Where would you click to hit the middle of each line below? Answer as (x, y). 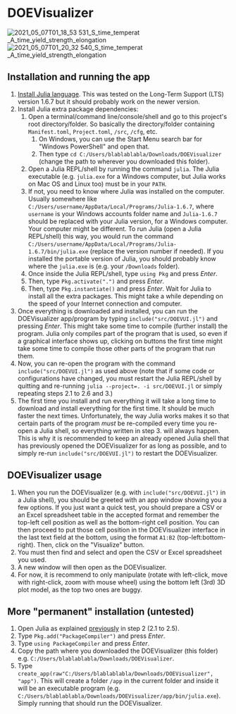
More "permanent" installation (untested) (101, 612)
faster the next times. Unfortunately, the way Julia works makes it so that (123, 415)
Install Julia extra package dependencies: (78, 109)
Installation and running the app (79, 77)
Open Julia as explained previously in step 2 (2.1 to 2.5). (98, 629)
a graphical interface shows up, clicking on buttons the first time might (120, 341)
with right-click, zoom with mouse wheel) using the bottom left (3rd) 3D (121, 582)
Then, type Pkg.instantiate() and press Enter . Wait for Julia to (119, 288)
